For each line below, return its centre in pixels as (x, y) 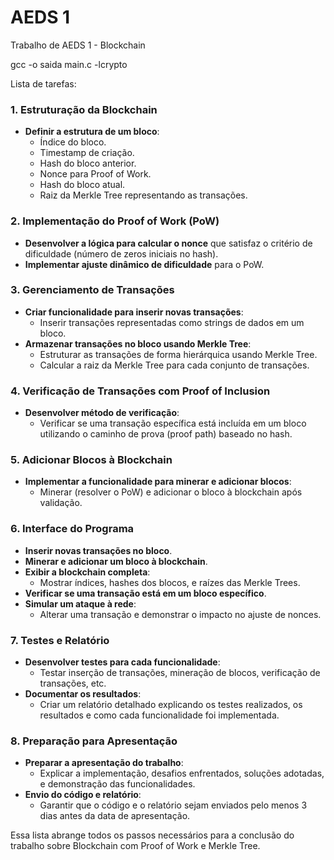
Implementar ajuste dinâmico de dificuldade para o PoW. (144, 264)
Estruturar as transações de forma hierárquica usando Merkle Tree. (178, 354)
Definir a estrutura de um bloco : (92, 132)
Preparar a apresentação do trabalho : (104, 763)
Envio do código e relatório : (83, 795)
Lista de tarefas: (43, 83)
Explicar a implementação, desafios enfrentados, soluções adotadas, (182, 773)
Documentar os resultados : (83, 694)
